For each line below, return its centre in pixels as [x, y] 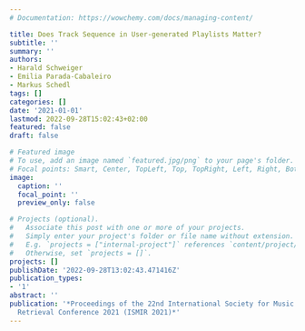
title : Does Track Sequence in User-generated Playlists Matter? [135, 34]
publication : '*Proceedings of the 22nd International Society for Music [152, 304]
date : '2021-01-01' [46, 110]
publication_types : [46, 278]
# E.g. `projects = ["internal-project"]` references [117, 245]
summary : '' [32, 51]
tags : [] [26, 93]
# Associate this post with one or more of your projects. [128, 228]
